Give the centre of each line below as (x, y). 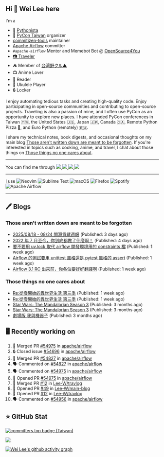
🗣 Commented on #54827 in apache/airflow (57, 364)
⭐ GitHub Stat (27, 417)
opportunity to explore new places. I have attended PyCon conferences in (80, 117)
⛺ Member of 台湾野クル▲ (40, 65)
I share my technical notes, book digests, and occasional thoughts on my (79, 137)
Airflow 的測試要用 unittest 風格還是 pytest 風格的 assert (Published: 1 (82, 258)
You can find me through (30, 167)
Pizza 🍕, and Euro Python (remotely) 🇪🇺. (47, 127)
